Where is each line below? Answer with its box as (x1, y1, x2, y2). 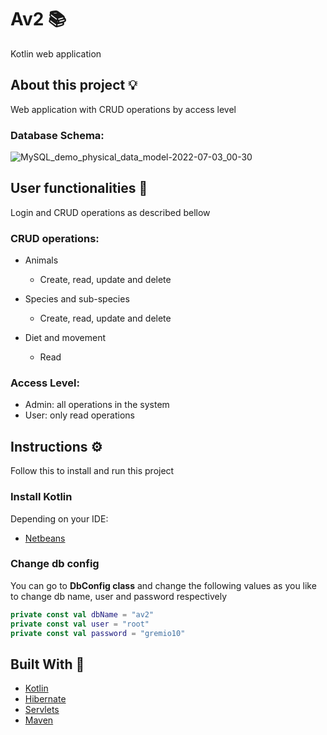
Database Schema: (10, 128, 105, 142)
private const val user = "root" (10, 619, 150, 629)
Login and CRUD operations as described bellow (10, 206, 211, 218)
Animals (24, 254, 59, 266)
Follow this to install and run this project (10, 465, 175, 477)
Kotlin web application (10, 47, 102, 60)
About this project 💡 (10, 77, 138, 94)
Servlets (24, 704, 60, 716)
